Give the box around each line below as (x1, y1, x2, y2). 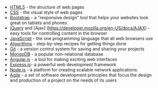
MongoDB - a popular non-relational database (9, 51, 103, 57)
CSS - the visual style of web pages (9, 9, 83, 15)
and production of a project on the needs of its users (9, 77, 117, 83)
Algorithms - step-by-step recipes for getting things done (9, 41, 126, 46)
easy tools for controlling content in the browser (9, 30, 107, 36)
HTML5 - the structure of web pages (9, 4, 85, 10)
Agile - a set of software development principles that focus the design (9, 72, 152, 78)
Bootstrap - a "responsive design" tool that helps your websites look (9, 15, 149, 20)
